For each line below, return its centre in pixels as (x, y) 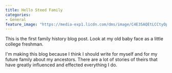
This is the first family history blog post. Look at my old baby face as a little (84, 39)
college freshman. (24, 44)
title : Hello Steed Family (34, 10)
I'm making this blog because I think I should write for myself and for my (81, 54)
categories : (18, 15)
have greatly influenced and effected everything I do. (61, 65)
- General (16, 19)
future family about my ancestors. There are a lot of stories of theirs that (81, 60)
